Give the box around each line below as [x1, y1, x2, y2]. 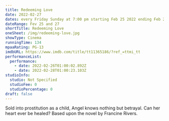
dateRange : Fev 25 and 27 [5, 21, 59, 27]
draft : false [5, 91, 33, 96]
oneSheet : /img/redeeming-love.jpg [5, 31, 80, 36]
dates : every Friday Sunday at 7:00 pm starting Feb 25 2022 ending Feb [5, 17, 161, 22]
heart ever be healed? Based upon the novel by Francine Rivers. [5, 110, 138, 116]
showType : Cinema [5, 36, 42, 41]
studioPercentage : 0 [10, 86, 53, 92]
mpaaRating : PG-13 [5, 45, 44, 50]
